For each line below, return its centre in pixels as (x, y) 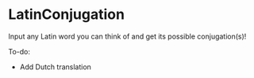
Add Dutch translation (55, 67)
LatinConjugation (67, 15)
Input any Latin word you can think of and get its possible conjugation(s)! (127, 36)
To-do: (19, 51)
